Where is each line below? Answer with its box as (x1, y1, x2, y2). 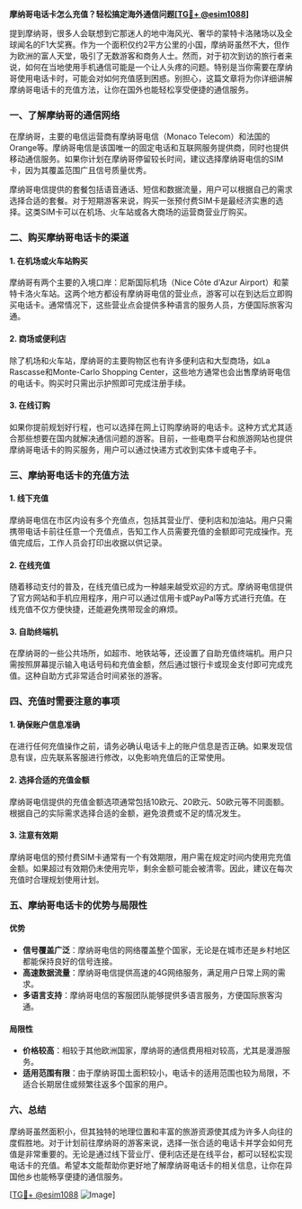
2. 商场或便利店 (9, 334, 67, 344)
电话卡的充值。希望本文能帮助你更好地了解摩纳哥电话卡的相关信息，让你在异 (9, 1159, 293, 1170)
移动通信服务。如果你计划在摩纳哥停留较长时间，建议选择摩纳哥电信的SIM (9, 153, 284, 165)
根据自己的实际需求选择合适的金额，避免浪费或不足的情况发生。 (9, 807, 245, 819)
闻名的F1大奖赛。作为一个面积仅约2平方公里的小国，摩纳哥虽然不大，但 (16, 40, 282, 50)
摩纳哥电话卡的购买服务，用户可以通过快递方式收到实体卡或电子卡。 (9, 444, 262, 454)
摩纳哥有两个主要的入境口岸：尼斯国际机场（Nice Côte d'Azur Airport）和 (9, 277, 281, 288)
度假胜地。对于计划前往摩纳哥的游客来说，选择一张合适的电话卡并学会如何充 (9, 1137, 293, 1148)
